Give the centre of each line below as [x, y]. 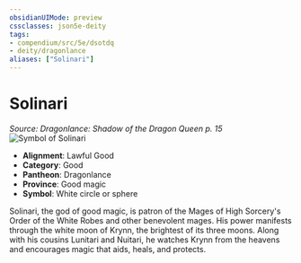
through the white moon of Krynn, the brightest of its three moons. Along [144, 230]
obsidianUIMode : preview [56, 18]
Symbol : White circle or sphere [80, 193]
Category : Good [53, 165]
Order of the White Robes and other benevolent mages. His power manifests [150, 220]
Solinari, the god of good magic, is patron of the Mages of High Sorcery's [145, 211]
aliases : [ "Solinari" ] [52, 59]
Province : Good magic [64, 184]
